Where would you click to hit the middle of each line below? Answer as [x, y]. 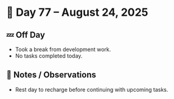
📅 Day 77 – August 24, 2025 [77, 12]
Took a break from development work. [63, 49]
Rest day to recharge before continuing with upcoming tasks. [92, 89]
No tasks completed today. [49, 56]
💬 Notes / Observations [51, 75]
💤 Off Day [26, 35]
